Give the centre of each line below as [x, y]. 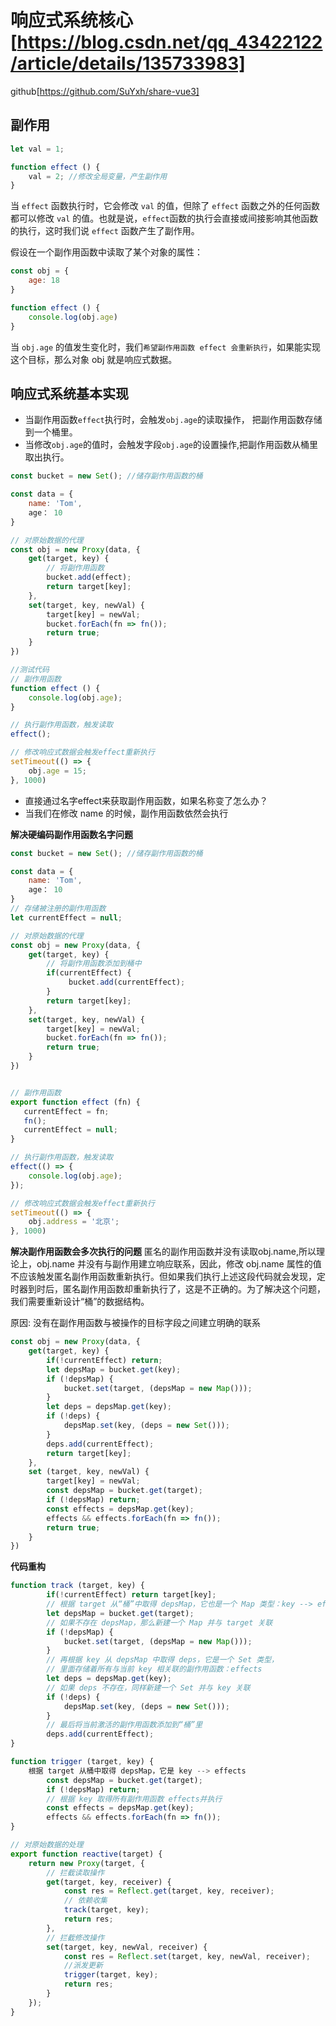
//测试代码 [30, 670]
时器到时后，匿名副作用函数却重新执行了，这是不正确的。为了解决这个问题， [168, 1289]
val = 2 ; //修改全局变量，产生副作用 [98, 176]
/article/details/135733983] [128, 63]
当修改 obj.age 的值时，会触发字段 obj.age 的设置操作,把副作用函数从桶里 [171, 445]
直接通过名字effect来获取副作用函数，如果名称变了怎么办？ [146, 800]
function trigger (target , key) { [82, 1762]
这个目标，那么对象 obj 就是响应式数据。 [94, 359]
